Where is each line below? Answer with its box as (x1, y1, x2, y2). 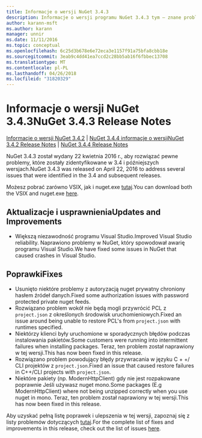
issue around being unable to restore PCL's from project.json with (14, 317, 181, 324)
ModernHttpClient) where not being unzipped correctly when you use (14, 387, 188, 395)
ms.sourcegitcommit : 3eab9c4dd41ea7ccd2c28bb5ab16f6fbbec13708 (6, 54, 168, 60)
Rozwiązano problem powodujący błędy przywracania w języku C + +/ (14, 356, 190, 363)
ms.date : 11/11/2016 (6, 37, 58, 43)
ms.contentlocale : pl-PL (6, 64, 69, 71)
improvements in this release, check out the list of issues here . (6, 425, 161, 432)
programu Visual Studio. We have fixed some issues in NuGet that (14, 245, 177, 253)
